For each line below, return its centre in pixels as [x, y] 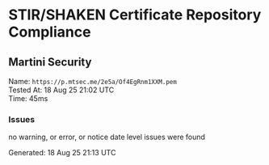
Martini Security [50, 62]
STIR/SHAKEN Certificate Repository [135, 15]
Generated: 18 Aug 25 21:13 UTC [62, 153]
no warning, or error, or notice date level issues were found [107, 137]
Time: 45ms [28, 98]
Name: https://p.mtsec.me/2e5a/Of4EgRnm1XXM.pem [93, 81]
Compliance [50, 32]
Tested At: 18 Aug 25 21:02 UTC [61, 90]
